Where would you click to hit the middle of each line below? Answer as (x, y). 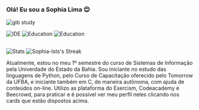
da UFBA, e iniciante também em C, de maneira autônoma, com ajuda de (95, 81)
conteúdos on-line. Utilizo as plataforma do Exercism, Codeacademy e (93, 88)
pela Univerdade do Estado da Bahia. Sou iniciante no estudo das (86, 69)
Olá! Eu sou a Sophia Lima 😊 (48, 10)
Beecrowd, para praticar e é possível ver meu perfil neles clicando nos (93, 94)
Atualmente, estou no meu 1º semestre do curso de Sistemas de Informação (99, 62)
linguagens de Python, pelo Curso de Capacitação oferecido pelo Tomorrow (100, 75)
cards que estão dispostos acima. (48, 100)
